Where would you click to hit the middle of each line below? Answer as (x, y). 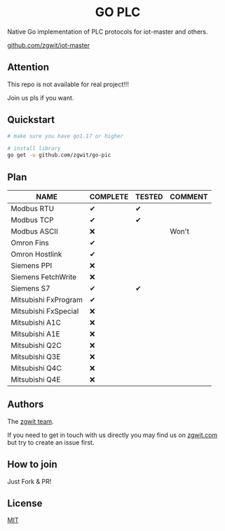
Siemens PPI (32, 265)
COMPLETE (109, 197)
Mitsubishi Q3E (36, 357)
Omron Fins (30, 243)
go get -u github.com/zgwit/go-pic (59, 155)
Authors (26, 404)
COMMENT (189, 197)
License (25, 503)
